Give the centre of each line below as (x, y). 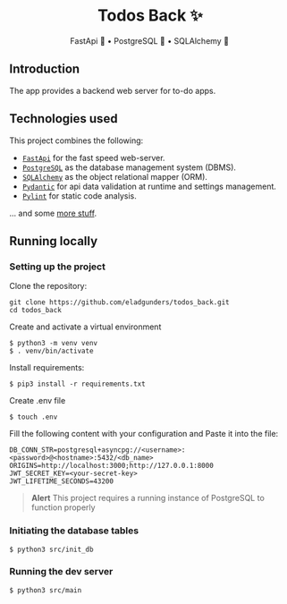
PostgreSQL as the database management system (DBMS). (129, 167)
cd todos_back (36, 311)
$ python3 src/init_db (51, 549)
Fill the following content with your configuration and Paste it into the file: (144, 434)
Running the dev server (61, 572)
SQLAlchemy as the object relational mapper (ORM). (115, 176)
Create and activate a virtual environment (85, 327)
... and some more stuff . (53, 213)
